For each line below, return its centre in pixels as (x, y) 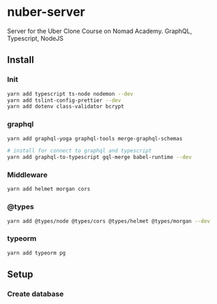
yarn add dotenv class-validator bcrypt (66, 107)
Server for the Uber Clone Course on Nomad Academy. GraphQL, (100, 31)
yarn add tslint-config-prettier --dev (64, 100)
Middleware (27, 175)
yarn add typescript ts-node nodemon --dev (70, 94)
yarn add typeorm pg (37, 253)
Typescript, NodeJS (35, 38)
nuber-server (46, 12)
